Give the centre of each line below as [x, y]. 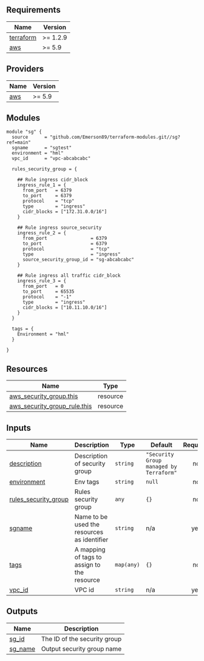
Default [162, 445]
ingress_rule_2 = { [42, 233]
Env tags [87, 482]
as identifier [91, 540]
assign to [87, 565]
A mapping [90, 550]
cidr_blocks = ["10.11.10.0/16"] [65, 308]
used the [87, 525]
